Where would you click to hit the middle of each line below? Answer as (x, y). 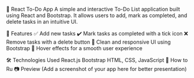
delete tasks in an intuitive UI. (42, 22)
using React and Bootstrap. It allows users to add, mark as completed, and (97, 15)
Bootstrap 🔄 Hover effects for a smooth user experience (75, 48)
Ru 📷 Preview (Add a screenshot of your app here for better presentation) (96, 69)
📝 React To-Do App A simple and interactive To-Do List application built (93, 9)
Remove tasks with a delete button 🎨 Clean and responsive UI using (88, 42)
